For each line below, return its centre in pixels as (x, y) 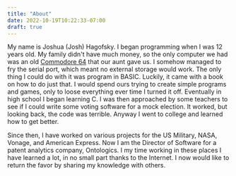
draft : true (25, 27)
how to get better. (33, 122)
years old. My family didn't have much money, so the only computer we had (118, 54)
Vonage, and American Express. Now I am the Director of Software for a (112, 143)
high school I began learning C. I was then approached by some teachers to (118, 99)
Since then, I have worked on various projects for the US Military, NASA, (112, 135)
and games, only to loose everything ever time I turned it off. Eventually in (114, 92)
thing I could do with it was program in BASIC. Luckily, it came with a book (116, 77)
